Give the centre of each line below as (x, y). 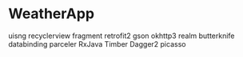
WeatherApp (51, 14)
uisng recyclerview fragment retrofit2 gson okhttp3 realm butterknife (121, 36)
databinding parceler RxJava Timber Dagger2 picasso (97, 44)
